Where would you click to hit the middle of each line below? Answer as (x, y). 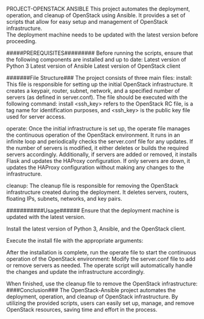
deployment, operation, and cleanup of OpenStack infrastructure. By (92, 296)
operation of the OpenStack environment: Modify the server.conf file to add (101, 259)
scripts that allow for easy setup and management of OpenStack (87, 22)
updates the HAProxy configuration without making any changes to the (95, 167)
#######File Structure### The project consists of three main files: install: (100, 78)
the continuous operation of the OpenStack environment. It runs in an (93, 135)
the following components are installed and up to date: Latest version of (97, 59)
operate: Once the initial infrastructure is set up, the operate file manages (98, 128)
